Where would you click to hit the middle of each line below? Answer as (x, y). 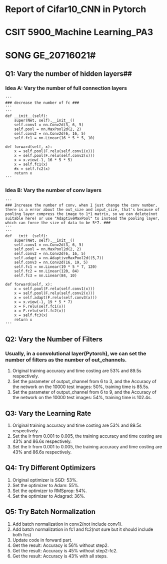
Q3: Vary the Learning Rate (48, 413)
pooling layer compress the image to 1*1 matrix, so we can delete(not (81, 214)
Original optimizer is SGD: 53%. (45, 480)
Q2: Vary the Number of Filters (54, 339)
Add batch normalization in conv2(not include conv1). (67, 524)
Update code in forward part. (42, 540)
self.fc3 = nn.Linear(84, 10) (46, 275)
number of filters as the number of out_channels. (66, 359)
